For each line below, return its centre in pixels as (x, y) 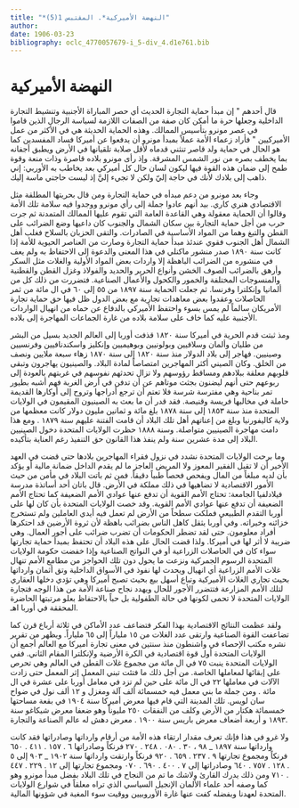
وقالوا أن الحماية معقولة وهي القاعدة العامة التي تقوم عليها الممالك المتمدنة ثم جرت (148, 214)
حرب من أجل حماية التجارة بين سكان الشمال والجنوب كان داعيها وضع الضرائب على (148, 223)
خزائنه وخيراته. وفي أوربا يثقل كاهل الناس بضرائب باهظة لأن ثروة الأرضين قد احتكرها (149, 523)
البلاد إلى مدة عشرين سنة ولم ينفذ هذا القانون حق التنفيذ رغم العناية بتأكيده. (134, 439)
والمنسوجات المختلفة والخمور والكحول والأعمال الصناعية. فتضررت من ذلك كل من (145, 280)
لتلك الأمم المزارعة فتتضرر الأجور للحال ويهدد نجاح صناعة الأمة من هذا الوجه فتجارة (147, 589)
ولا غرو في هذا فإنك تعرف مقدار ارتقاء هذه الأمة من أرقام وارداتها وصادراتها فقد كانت (149, 737)
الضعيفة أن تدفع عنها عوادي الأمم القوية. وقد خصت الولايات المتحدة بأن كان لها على (147, 503)
